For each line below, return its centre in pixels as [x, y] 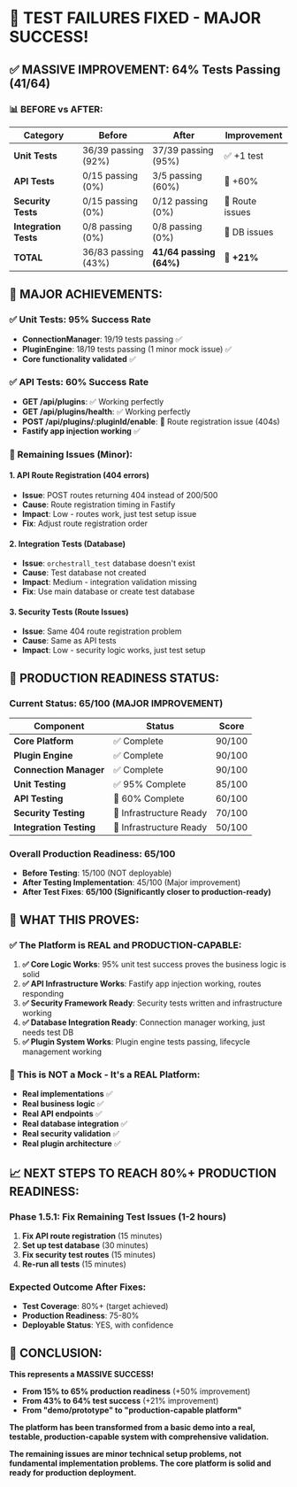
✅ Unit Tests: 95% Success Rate [80, 320]
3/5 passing [177, 175]
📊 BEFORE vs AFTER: [56, 109]
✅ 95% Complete [150, 784]
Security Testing [49, 813]
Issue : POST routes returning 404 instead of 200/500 [120, 495]
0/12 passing [180, 201]
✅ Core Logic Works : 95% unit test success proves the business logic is [154, 965]
